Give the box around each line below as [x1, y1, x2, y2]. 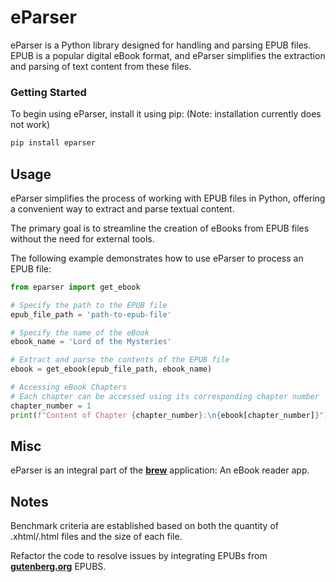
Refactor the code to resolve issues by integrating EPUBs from [10, 550, 268, 562]
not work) [10, 119, 51, 131]
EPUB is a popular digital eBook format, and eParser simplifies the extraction [10, 49, 326, 61]
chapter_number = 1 [10, 401, 92, 411]
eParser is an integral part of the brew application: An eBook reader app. [10, 464, 310, 476]
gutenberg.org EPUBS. [10, 561, 107, 573]
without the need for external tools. [10, 232, 155, 245]
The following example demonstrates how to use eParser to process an [10, 252, 304, 264]
